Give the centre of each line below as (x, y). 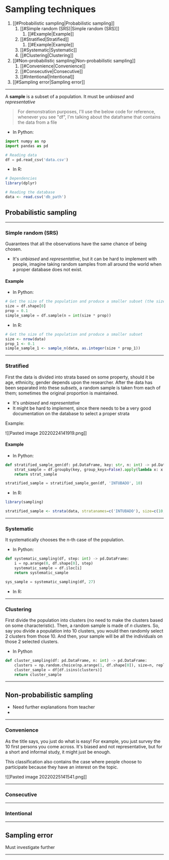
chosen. (14, 249)
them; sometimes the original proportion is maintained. (62, 393)
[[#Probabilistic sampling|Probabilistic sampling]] (63, 23)
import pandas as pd (27, 146)
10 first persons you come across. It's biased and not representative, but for (84, 746)
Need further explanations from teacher (54, 707)
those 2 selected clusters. (32, 641)
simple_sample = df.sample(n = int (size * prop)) (58, 316)
